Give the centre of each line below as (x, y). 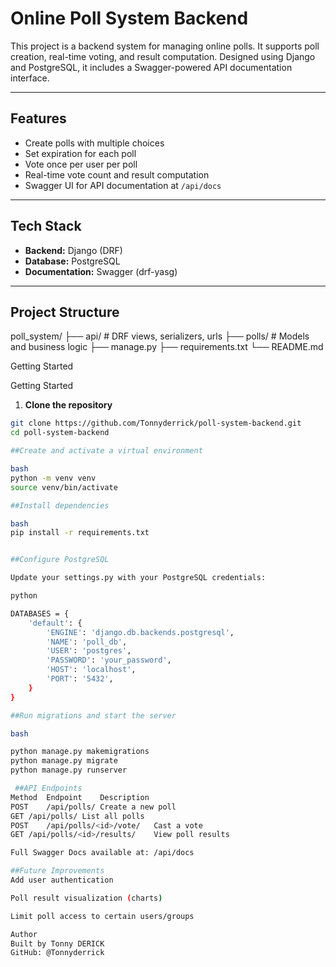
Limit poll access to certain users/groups (102, 916)
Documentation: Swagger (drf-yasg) (101, 271)
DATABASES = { (40, 613)
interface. (30, 78)
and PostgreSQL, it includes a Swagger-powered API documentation (151, 67)
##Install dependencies (60, 505)
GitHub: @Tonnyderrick (57, 953)
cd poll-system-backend (60, 433)
